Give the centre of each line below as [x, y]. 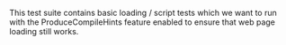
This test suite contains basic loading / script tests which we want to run [143, 13]
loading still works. [44, 31]
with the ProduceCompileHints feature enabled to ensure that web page [143, 22]
